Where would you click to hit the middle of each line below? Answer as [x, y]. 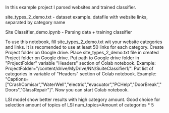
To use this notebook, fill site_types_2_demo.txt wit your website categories [84, 42]
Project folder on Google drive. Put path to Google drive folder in [72, 58]
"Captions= [17, 79]
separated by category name [35, 22]
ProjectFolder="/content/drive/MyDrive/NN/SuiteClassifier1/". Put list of [79, 68]
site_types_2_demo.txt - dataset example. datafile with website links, [76, 17]
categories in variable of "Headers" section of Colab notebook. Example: [81, 74]
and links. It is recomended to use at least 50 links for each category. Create [84, 47]
